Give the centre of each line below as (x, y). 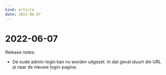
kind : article (20, 10)
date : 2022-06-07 (23, 14)
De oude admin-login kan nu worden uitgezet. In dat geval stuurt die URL (87, 62)
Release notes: (20, 52)
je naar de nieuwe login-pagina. (45, 67)
